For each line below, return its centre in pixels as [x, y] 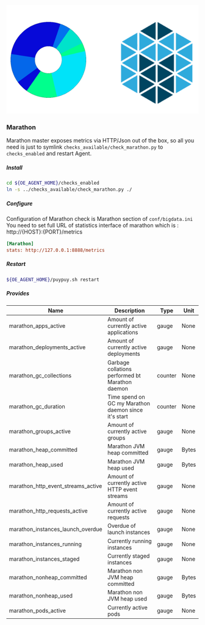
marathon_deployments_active [47, 347]
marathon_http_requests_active [48, 511]
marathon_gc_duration [37, 407]
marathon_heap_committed [43, 449]
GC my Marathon [129, 403]
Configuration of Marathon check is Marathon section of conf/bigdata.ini [100, 218]
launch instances [129, 532]
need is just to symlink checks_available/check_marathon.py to [85, 147]
